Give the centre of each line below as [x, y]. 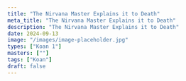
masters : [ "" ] [28, 54]
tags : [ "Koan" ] [30, 60]
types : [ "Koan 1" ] [34, 46]
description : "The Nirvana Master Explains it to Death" [93, 27]
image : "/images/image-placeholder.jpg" [68, 40]
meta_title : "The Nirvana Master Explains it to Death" [92, 20]
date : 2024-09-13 [33, 33]
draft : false [27, 66]
